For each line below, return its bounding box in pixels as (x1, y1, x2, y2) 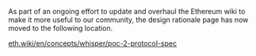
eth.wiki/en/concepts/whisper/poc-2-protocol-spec (8, 39, 177, 48)
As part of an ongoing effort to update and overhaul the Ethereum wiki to (8, 7, 246, 16)
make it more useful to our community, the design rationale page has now (8, 15, 249, 24)
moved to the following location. (8, 24, 113, 32)
